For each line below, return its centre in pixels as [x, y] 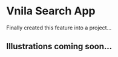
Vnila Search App [51, 11]
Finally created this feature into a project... [59, 28]
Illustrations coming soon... [59, 46]
